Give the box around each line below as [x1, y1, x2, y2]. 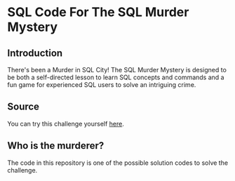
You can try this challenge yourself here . [7, 119, 125, 128]
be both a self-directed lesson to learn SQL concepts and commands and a [7, 73, 224, 81]
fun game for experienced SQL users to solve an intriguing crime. [7, 81, 196, 88]
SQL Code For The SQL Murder [7, 4, 189, 20]
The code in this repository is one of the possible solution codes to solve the [7, 159, 229, 167]
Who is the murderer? [7, 140, 105, 152]
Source [7, 101, 40, 113]
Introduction [7, 47, 63, 59]
